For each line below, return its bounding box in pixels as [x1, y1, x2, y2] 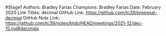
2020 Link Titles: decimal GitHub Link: [5, 9, 85, 15]
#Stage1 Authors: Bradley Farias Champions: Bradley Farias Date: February [5, 4, 161, 10]
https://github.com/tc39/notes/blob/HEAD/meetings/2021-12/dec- [5, 20, 143, 26]
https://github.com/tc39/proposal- [86, 9, 158, 15]
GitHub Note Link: [22, 15, 60, 20]
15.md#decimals [5, 25, 39, 31]
